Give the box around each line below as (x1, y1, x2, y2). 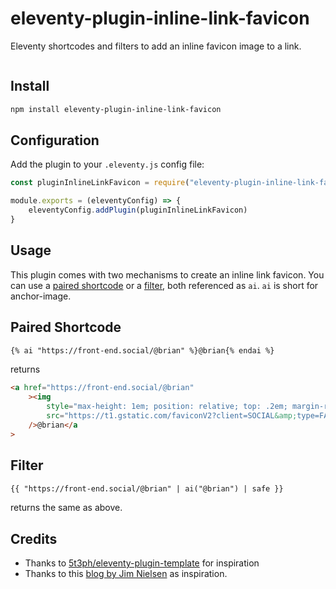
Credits (10, 530, 58, 547)
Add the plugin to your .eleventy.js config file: (10, 158, 205, 171)
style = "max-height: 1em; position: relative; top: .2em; (46, 402, 288, 412)
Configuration (10, 132, 100, 149)
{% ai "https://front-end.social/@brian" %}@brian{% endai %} (10, 345, 275, 356)
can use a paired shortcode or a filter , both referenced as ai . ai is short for (10, 279, 319, 291)
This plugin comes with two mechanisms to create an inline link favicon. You (10, 268, 325, 281)
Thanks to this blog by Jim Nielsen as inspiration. (24, 568, 228, 580)
